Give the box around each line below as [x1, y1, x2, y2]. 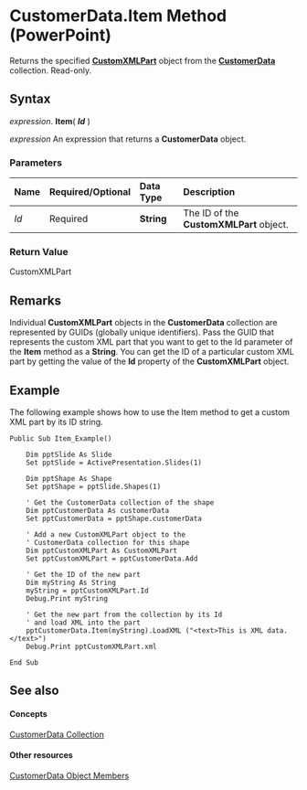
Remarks [9, 293, 62, 308]
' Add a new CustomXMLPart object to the [26, 529, 185, 539]
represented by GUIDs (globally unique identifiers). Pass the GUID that [9, 326, 274, 338]
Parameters [9, 156, 62, 169]
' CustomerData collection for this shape [26, 538, 190, 547]
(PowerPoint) [9, 25, 112, 46]
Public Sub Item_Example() [9, 433, 112, 443]
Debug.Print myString [26, 593, 108, 603]
